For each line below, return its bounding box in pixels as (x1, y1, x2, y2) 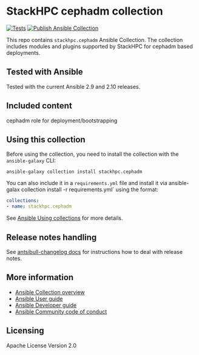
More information (6, 272, 74, 283)
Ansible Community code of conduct (15, 308, 107, 315)
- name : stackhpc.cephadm (6, 203, 72, 209)
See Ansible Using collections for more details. (6, 214, 123, 222)
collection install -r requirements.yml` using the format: (21, 186, 159, 193)
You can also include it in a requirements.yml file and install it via (6, 180, 168, 187)
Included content (6, 100, 73, 111)
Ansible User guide (15, 295, 63, 302)
